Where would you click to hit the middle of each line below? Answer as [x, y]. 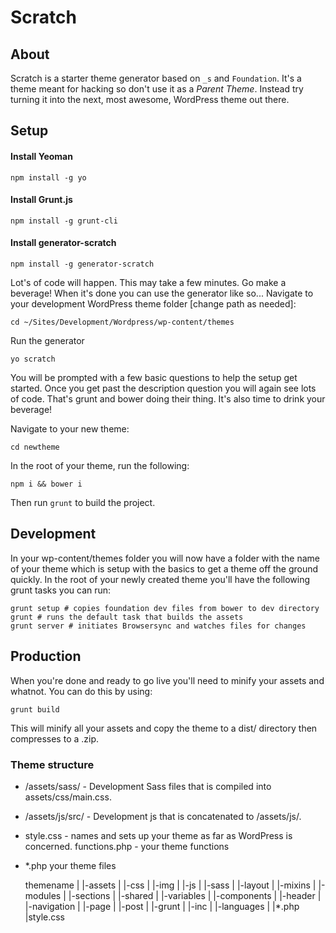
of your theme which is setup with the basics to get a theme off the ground [164, 568]
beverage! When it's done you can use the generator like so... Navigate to [162, 293]
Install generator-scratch [63, 243]
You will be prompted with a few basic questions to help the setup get [154, 377]
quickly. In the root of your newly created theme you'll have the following [160, 579]
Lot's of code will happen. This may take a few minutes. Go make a [148, 282]
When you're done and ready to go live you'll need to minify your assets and [167, 680]
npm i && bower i [46, 484]
